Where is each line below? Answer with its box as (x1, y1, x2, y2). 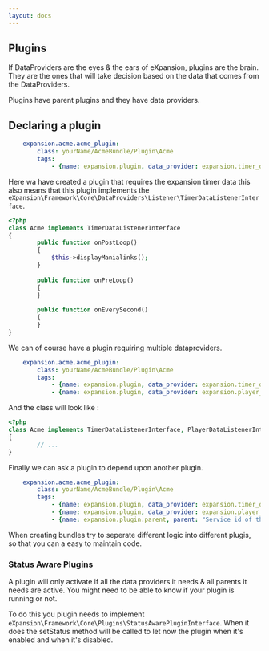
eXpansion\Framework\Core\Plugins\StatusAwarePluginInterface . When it (8, 618, 250, 628)
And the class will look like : (8, 403, 100, 413)
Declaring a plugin (8, 118, 102, 132)
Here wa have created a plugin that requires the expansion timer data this (8, 177, 251, 186)
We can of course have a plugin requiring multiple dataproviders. (8, 343, 223, 352)
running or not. (8, 594, 58, 604)
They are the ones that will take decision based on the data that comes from (8, 71, 259, 81)
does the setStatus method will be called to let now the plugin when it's (8, 627, 243, 637)
